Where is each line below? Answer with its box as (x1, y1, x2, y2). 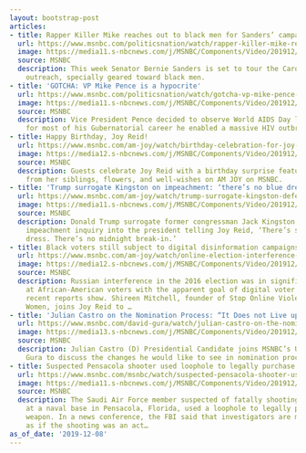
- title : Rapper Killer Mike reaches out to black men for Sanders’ (9, 30, 275, 39)
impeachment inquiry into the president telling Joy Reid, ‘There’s (25, 226, 291, 235)
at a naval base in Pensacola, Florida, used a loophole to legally (25, 404, 291, 414)
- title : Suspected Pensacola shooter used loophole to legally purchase (9, 362, 296, 371)
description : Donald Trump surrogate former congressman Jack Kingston (17, 216, 296, 226)
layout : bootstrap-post (9, 13, 100, 23)
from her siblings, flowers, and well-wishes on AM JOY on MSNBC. (25, 174, 283, 184)
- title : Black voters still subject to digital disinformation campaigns (9, 243, 300, 252)
